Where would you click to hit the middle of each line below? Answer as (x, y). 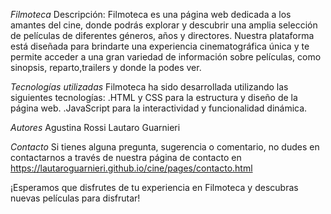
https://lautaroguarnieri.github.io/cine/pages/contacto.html (131, 168)
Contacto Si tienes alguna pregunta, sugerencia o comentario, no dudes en (165, 147)
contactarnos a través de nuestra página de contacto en (126, 157)
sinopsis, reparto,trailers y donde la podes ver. (106, 67)
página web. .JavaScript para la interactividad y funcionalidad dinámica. (159, 108)
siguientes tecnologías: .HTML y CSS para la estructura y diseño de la (154, 97)
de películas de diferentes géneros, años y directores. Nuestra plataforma (162, 35)
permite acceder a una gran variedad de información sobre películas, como (166, 57)
